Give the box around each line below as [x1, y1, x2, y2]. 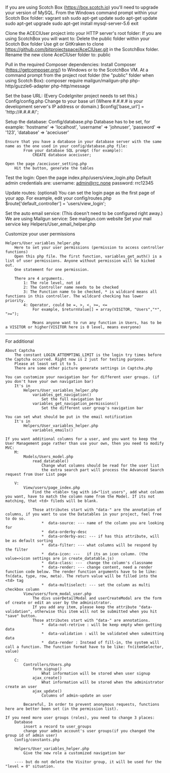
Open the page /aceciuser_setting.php [5, 161, 87, 166]
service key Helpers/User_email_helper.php [5, 221, 96, 227]
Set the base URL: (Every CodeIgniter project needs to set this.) [5, 93, 138, 99]
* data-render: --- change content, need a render [41, 565, 153, 570]
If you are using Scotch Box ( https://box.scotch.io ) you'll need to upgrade [5, 5, 158, 10]
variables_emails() [32, 428, 73, 433]
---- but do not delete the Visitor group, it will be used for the [14, 759, 162, 764]
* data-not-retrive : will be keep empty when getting [41, 622, 162, 627]
